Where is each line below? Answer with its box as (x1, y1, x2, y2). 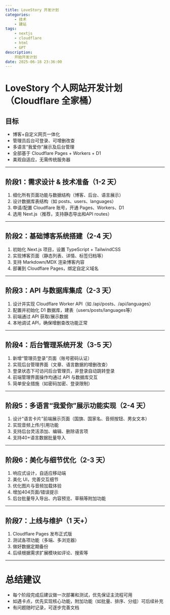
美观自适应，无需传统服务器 (12, 156, 71, 162)
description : (5, 50, 33, 55)
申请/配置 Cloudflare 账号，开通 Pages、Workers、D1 (12, 204, 124, 211)
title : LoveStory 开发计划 (5, 7, 59, 13)
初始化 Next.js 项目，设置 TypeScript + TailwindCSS (12, 246, 121, 252)
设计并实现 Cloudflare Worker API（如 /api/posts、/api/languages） (12, 301, 154, 307)
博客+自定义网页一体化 (12, 131, 61, 137)
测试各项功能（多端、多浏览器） (12, 537, 79, 543)
